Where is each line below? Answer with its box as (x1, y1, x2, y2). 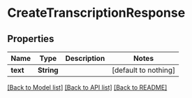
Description (65, 54, 105, 63)
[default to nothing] (111, 65, 176, 75)
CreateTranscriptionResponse (7, 5, 186, 21)
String (37, 65, 59, 75)
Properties (7, 33, 54, 45)
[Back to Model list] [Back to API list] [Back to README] (7, 83, 168, 92)
